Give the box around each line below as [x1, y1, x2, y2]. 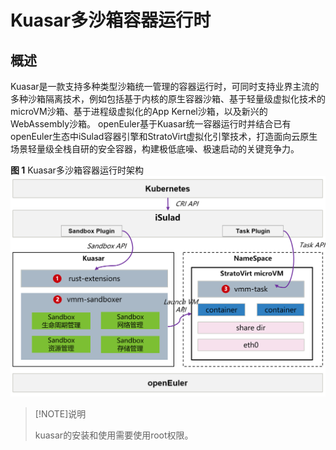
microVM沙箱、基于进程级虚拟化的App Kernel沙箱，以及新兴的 [10, 106, 268, 117]
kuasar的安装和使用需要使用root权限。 [34, 429, 194, 441]
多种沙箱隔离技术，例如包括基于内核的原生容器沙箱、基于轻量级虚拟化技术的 [10, 93, 326, 105]
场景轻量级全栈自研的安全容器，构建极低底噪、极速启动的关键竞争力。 [10, 143, 300, 155]
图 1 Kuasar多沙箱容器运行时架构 [10, 164, 144, 176]
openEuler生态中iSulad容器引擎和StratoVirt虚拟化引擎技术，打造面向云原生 [10, 131, 318, 142]
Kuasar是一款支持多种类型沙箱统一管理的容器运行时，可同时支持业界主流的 [10, 81, 320, 92]
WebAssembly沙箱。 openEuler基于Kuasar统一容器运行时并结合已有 [10, 118, 292, 130]
